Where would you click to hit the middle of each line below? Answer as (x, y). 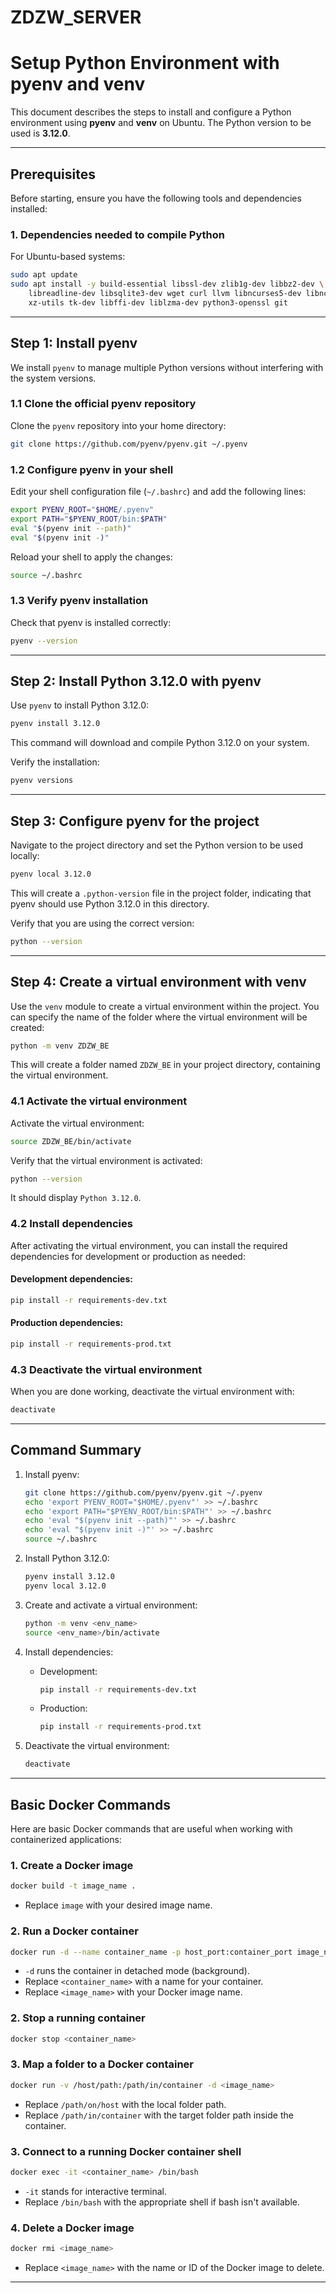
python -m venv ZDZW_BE (60, 1046)
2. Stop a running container (78, 2018)
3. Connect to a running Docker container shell (126, 2151)
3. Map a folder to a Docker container (102, 2064)
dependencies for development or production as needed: (128, 1256)
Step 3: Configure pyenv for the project (135, 821)
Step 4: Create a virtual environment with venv (158, 982)
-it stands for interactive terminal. (96, 2191)
